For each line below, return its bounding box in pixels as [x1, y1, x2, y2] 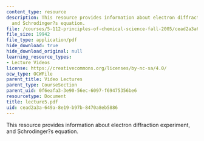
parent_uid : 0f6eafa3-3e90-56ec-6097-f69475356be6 [6, 88, 137, 94]
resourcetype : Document [6, 93, 67, 99]
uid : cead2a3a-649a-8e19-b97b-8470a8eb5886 [6, 104, 118, 111]
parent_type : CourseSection [6, 82, 78, 88]
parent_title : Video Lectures [6, 76, 83, 82]
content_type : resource [6, 8, 67, 15]
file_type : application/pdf [6, 37, 78, 43]
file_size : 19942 [6, 31, 50, 38]
